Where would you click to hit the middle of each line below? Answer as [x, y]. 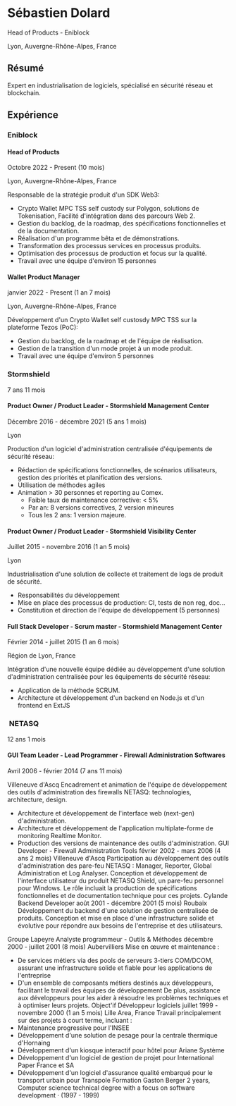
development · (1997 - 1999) [58, 1095]
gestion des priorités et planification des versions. [90, 477]
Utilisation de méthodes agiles [61, 485]
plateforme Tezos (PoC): [43, 327]
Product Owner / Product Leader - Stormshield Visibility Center [102, 531]
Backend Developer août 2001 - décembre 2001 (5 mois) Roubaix [112, 903]
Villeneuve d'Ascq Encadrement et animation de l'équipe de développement [117, 785]
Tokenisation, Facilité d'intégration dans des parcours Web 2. [106, 216]
